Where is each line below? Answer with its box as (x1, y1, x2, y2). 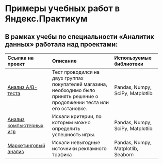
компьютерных (7, 122, 44, 129)
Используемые (114, 54, 152, 61)
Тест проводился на (52, 69, 100, 75)
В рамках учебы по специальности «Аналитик (5, 33, 154, 41)
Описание (52, 58, 77, 64)
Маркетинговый (7, 142, 46, 148)
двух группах (52, 75, 84, 82)
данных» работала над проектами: (5, 40, 118, 49)
